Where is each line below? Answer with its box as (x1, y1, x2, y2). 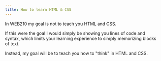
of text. (5, 40, 20, 47)
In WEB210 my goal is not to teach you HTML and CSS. (5, 21, 117, 27)
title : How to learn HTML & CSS (5, 7, 71, 12)
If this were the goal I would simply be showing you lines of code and (5, 30, 145, 36)
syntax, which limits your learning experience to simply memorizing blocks (5, 35, 157, 41)
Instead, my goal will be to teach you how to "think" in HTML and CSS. (5, 50, 148, 56)
